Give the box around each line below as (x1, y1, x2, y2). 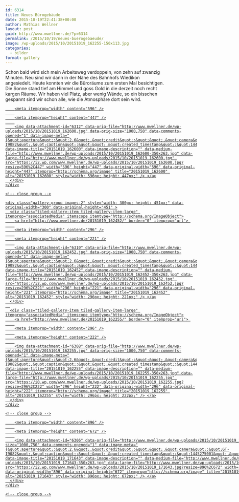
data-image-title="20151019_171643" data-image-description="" (5, 456, 143, 461)
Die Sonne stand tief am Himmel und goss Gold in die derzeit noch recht (5, 86, 157, 92)
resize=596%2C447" (5, 164, 44, 170)
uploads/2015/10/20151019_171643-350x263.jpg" (5, 461, 106, 466)
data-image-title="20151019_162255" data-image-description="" (5, 366, 143, 371)
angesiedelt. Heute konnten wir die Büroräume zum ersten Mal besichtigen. (5, 80, 164, 86)
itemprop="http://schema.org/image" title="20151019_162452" (35, 290, 168, 295)
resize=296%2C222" (5, 384, 44, 389)
